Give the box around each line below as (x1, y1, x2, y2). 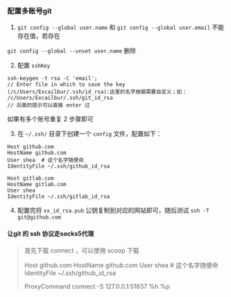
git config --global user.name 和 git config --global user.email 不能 (17, 23, 224, 32)
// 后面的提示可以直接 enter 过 (7, 102, 90, 109)
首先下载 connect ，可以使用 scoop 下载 (24, 246, 139, 254)
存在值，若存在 (17, 32, 60, 40)
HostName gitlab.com (7, 181, 67, 188)
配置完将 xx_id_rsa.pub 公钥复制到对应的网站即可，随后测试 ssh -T (17, 206, 209, 215)
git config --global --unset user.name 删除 (7, 46, 137, 55)
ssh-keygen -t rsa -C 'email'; (7, 75, 98, 82)
